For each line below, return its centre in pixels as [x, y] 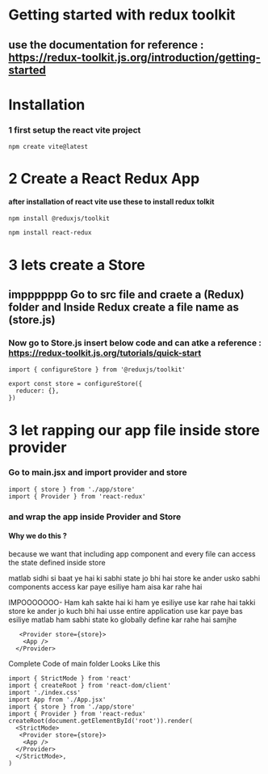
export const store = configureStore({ [75, 384]
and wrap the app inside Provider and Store [95, 517]
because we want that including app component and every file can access [132, 554]
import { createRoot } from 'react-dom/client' [90, 685]
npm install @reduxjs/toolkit [59, 219]
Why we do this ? [38, 536]
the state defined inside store [57, 562]
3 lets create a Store [77, 265]
